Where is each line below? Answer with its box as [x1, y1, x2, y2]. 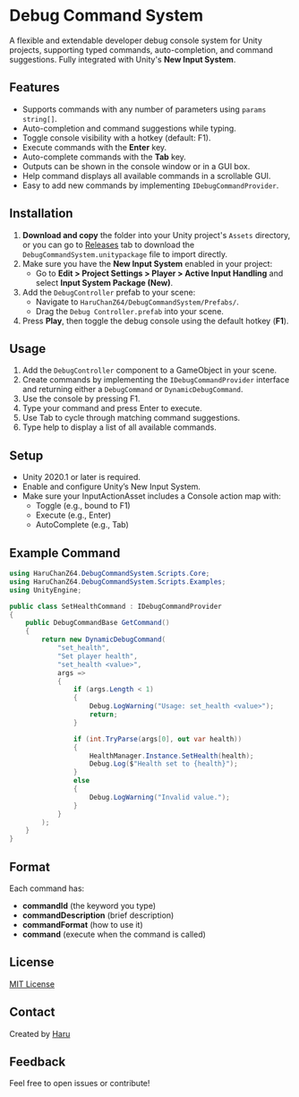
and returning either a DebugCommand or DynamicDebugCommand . [21, 384, 243, 395]
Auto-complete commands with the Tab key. [21, 151, 186, 162]
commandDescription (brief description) [21, 910, 175, 921]
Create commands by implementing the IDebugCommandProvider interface [21, 374, 290, 385]
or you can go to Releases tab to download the [21, 239, 195, 250]
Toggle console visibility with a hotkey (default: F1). [21, 132, 211, 143]
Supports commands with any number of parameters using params [21, 104, 267, 115]
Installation [9, 206, 73, 221]
